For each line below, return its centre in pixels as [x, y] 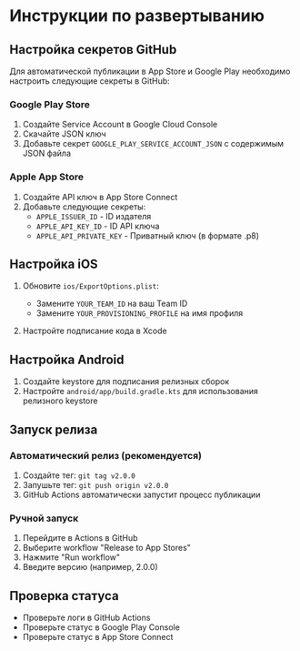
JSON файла [46, 153]
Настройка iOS [54, 264]
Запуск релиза [54, 429]
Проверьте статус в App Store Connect [98, 637]
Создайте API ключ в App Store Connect [100, 197]
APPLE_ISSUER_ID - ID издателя [94, 216]
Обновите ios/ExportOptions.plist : [90, 286]
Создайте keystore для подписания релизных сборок [126, 381]
